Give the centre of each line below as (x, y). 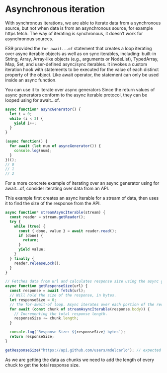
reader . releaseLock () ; (38, 263)
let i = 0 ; (21, 114)
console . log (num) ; (33, 150)
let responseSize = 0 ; (33, 300)
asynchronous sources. (29, 39)
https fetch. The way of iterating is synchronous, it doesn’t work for (74, 33)
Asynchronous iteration (55, 9)
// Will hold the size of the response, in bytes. (63, 296)
